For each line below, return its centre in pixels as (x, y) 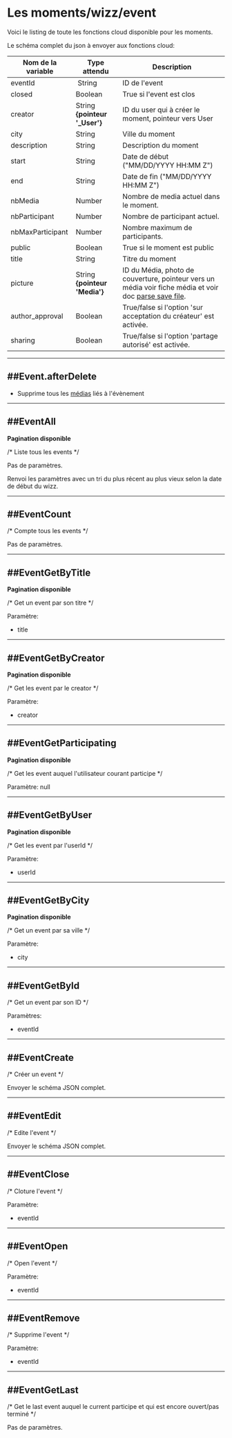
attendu (96, 71)
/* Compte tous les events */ (48, 531)
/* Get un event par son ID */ (48, 1003)
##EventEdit (34, 1116)
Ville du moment (149, 134)
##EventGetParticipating (62, 743)
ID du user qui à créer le (161, 110)
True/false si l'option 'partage (171, 336)
